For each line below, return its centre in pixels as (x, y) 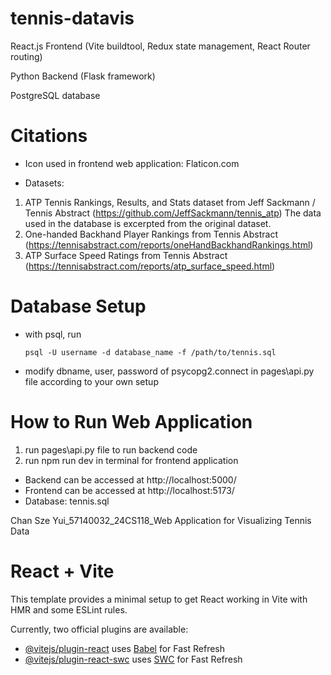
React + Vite (62, 571)
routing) (26, 56)
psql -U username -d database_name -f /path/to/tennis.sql (150, 352)
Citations (49, 136)
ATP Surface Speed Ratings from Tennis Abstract (126, 255)
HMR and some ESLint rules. (69, 609)
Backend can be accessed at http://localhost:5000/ (130, 479)
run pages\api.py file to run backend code (111, 449)
